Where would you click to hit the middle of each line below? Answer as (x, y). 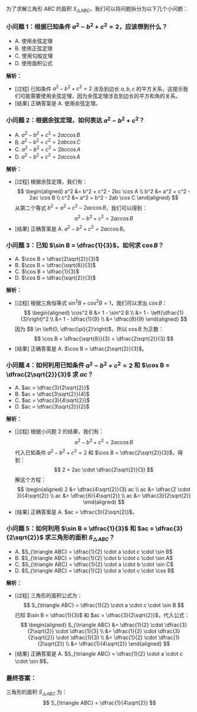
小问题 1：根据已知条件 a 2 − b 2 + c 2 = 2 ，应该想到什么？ (87, 26)
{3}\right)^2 (35, 319)
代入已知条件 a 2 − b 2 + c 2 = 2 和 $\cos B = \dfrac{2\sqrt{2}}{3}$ (93, 452)
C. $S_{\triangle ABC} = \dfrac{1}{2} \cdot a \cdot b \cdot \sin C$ (94, 564)
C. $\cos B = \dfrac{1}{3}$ (47, 271)
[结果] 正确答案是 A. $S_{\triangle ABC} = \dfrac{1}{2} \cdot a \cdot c (99, 654)
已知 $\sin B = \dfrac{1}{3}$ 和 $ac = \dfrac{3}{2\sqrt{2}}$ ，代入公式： (102, 615)
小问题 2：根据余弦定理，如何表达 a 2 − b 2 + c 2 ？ (75, 120)
